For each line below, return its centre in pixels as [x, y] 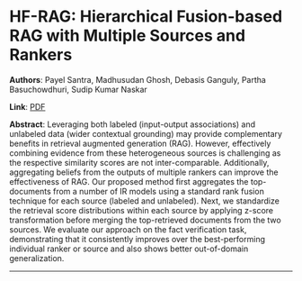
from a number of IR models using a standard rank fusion [159, 191]
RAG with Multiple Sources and [127, 36]
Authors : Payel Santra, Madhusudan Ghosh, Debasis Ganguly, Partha [138, 79]
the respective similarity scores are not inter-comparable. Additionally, [139, 162]
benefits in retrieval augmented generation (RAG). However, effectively [140, 143]
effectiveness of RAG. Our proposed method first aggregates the [129, 181]
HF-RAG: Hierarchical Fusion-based [146, 17]
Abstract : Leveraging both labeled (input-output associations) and [133, 124]
